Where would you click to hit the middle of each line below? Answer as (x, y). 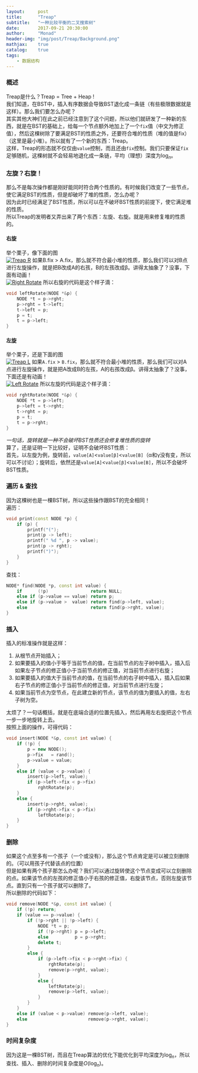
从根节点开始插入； (38, 656)
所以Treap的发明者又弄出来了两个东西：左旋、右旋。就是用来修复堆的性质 (96, 216)
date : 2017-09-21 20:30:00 (47, 28)
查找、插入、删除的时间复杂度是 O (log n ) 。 (57, 1064)
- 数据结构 (28, 61)
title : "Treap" (32, 17)
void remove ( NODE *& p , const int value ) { (59, 904)
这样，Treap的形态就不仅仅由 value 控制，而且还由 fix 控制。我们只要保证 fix (97, 148)
